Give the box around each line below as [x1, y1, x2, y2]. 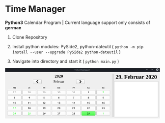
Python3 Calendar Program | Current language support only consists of [5, 20, 151, 25]
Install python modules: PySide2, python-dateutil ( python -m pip [12, 43, 144, 49]
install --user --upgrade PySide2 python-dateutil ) [12, 49, 121, 55]
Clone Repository [12, 34, 48, 40]
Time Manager [5, 3, 66, 15]
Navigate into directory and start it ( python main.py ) [12, 58, 119, 64]
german [5, 24, 22, 30]
